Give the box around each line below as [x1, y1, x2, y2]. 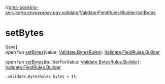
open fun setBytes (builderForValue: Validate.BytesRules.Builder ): [5, 59, 141, 65]
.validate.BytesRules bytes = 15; [5, 74, 79, 79]
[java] [5, 44, 18, 50]
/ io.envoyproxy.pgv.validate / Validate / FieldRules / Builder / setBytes [20, 10, 156, 16]
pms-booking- [8, 5, 39, 10]
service [5, 10, 21, 16]
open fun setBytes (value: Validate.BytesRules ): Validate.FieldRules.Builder [5, 49, 160, 55]
